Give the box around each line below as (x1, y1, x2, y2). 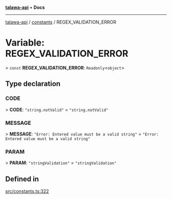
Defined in (5, 174, 39, 183)
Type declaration (5, 79, 60, 89)
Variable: (5, 37, 45, 49)
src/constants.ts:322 (5, 188, 49, 194)
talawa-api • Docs (5, 5, 45, 10)
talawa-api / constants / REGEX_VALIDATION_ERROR (5, 19, 117, 25)
